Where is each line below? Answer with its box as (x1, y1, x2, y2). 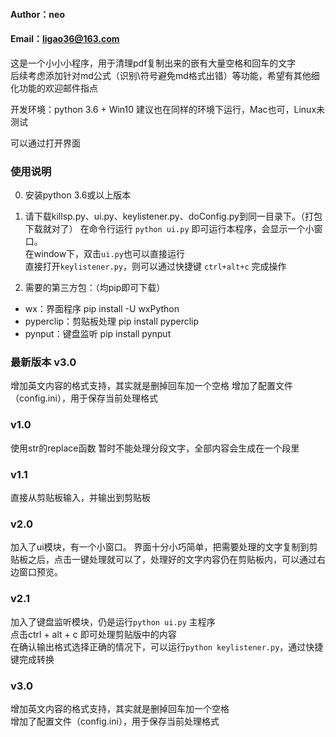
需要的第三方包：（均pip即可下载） (24, 282, 166, 294)
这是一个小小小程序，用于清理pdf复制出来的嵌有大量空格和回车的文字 (10, 57, 297, 69)
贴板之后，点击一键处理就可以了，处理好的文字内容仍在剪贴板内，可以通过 (10, 554, 317, 566)
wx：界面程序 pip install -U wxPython (24, 303, 180, 315)
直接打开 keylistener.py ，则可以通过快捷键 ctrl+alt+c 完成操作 (24, 260, 287, 273)
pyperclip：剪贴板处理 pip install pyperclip (24, 315, 200, 328)
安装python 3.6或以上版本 (24, 189, 132, 201)
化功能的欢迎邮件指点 (10, 82, 98, 94)
